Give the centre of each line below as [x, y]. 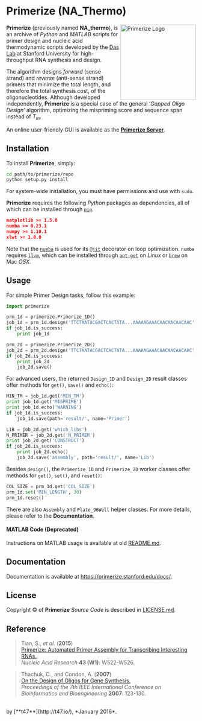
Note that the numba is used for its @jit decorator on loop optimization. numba [100, 249]
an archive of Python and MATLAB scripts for [62, 34]
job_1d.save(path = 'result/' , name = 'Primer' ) [74, 418]
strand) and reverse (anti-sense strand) [55, 78]
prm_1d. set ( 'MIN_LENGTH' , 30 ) [44, 492]
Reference [26, 629]
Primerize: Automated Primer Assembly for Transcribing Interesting [104, 650]
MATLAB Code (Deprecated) [43, 530]
